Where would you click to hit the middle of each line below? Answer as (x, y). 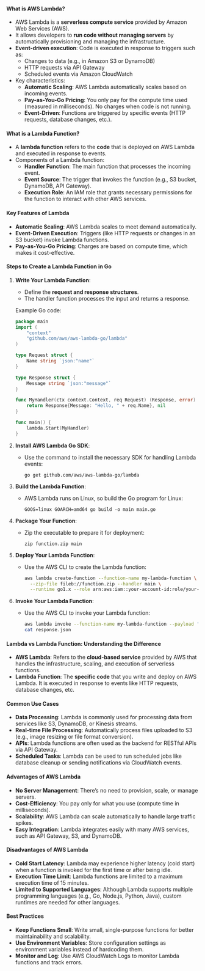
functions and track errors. (49, 962)
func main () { (33, 423)
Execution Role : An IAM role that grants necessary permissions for (108, 192)
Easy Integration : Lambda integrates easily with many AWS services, (102, 829)
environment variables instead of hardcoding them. (79, 950)
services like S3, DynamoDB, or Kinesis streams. (76, 724)
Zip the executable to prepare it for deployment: (84, 532)
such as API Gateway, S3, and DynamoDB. (68, 836)
